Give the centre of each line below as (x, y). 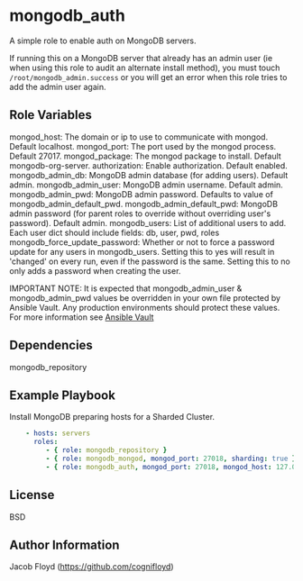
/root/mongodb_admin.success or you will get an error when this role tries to (148, 77)
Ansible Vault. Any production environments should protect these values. (145, 307)
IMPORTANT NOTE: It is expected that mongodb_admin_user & (126, 288)
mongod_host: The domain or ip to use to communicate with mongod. (139, 137)
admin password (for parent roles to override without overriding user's (140, 213)
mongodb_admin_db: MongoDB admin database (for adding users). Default (149, 175)
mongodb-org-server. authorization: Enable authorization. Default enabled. (149, 165)
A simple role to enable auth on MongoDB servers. (103, 41)
